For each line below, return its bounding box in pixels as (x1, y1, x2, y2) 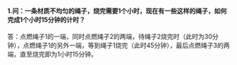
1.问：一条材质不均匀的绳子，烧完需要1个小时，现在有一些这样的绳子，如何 (7, 6, 227, 15)
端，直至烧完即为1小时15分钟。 (7, 50, 98, 59)
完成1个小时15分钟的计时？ (7, 15, 85, 24)
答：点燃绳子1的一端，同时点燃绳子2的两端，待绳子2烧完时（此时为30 (7, 32, 213, 41)
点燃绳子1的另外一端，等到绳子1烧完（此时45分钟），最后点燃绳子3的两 (22, 41, 230, 49)
